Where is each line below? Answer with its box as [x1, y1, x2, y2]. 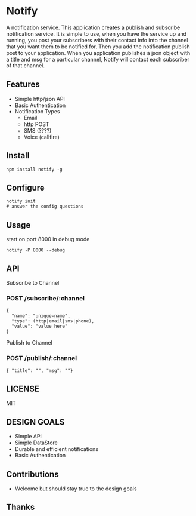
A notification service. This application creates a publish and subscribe [6, 24, 181, 31]
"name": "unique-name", [11, 313, 70, 319]
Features [6, 79, 40, 90]
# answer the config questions [6, 204, 84, 210]
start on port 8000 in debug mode [6, 236, 90, 243]
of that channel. [6, 62, 45, 69]
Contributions [6, 469, 59, 479]
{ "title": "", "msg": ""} [6, 367, 73, 374]
